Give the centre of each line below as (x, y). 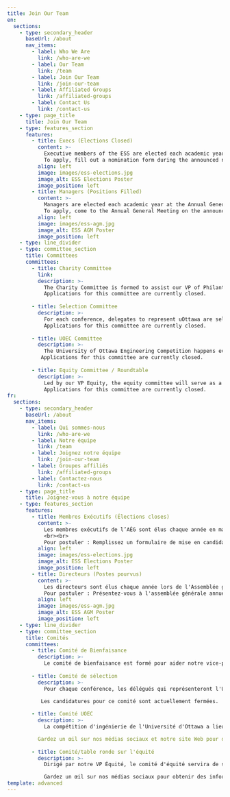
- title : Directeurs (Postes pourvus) (87, 574)
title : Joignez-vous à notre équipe (77, 498)
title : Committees (51, 256)
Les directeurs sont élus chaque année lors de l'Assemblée (131, 587)
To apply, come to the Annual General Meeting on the (122, 211)
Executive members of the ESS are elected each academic (127, 154)
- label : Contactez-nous (67, 478)
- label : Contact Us (61, 103)
